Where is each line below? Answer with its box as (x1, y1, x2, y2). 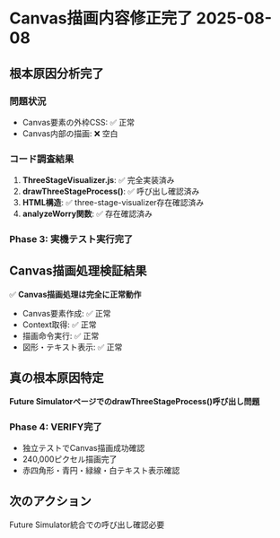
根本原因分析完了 (9, 65, 104, 81)
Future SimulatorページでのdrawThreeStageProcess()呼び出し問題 (9, 395, 260, 406)
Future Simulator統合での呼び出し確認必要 (9, 519, 165, 530)
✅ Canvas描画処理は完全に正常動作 (9, 289, 142, 299)
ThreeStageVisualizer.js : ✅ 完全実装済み (22, 175, 175, 186)
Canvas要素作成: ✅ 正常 (22, 308, 111, 318)
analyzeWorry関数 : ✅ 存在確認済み (22, 208, 153, 220)
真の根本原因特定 (9, 370, 104, 386)
